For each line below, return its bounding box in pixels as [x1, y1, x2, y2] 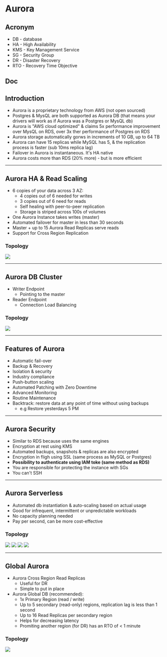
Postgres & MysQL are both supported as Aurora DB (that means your [12, 113, 156, 119]
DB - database [12, 36, 42, 42]
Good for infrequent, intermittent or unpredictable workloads [12, 508, 137, 514]
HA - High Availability [12, 41, 56, 47]
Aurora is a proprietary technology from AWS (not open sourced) [12, 107, 146, 113]
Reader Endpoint [12, 297, 47, 303]
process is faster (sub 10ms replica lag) [12, 144, 93, 150]
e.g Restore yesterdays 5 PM [19, 406, 79, 412]
